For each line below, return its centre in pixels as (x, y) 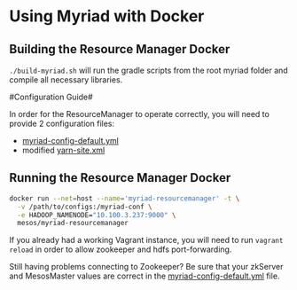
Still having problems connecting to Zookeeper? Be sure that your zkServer (146, 267)
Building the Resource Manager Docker (120, 49)
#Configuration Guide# (51, 97)
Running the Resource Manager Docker (120, 178)
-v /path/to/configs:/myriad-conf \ (85, 207)
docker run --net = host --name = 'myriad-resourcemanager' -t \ (125, 198)
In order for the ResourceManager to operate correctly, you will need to (140, 114)
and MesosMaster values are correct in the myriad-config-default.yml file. (145, 276)
